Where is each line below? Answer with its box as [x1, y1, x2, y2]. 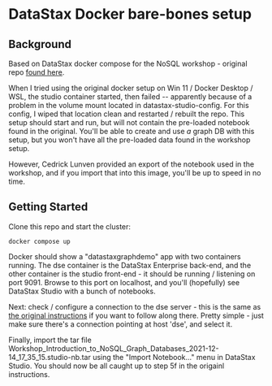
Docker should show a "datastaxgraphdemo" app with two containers [8, 251, 241, 261]
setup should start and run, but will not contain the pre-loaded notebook [8, 118, 250, 127]
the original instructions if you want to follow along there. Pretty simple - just [8, 310, 264, 320]
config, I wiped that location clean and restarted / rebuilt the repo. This [8, 109, 245, 119]
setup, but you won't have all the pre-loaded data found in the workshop [8, 135, 251, 145]
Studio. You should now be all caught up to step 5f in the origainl [8, 361, 225, 371]
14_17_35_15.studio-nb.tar [8, 352, 91, 362]
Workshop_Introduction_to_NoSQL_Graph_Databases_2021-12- [8, 343, 219, 353]
